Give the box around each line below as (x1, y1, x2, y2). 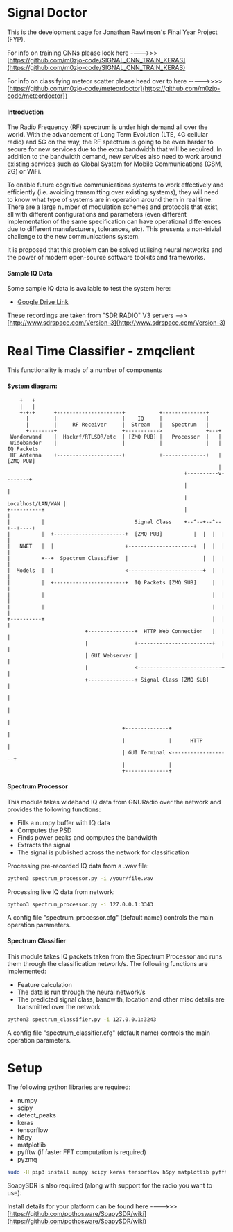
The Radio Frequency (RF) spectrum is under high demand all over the (7, 123, 208, 131)
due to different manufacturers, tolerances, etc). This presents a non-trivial (7, 225, 221, 233)
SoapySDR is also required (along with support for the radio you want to (7, 1181, 213, 1190)
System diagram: (7, 382, 58, 390)
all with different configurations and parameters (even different (7, 210, 187, 219)
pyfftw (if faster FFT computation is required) (17, 1148, 147, 1156)
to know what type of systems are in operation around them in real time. (7, 196, 213, 204)
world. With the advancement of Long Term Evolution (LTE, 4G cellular (7, 130, 209, 139)
